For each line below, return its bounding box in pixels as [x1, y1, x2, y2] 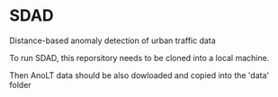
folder [9, 79, 31, 90]
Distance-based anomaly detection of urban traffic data [9, 35, 216, 46]
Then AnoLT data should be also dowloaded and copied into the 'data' [9, 69, 270, 81]
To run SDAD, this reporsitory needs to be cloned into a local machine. [9, 52, 270, 63]
